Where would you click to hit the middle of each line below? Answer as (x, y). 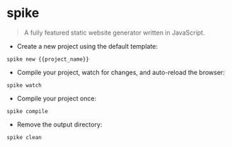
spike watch (24, 85)
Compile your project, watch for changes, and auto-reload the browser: (121, 72)
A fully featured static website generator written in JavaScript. (114, 33)
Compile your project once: (57, 98)
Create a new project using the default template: (87, 46)
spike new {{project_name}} (48, 59)
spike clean (24, 137)
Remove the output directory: (59, 124)
